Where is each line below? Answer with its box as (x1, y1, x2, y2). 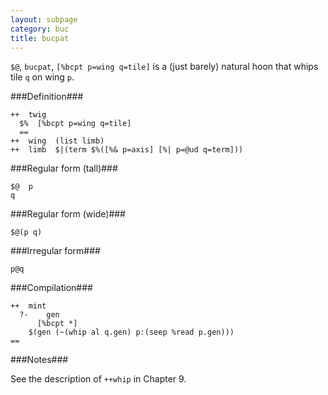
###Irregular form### (10, 245, 101, 257)
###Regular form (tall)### (10, 162, 118, 175)
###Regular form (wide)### (10, 208, 126, 220)
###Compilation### (10, 282, 93, 294)
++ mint (10, 301, 47, 311)
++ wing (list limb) (10, 136, 105, 146)
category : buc (10, 24, 70, 34)
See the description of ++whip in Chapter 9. (10, 373, 187, 385)
